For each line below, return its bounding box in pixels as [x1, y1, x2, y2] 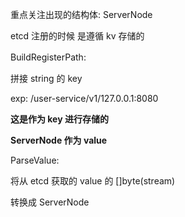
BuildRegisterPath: [10, 51, 87, 63]
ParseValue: [10, 154, 60, 166]
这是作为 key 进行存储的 [10, 113, 109, 125]
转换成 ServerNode [10, 196, 90, 208]
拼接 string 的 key [10, 73, 83, 84]
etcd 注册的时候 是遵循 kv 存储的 [10, 30, 145, 42]
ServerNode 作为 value [10, 134, 108, 146]
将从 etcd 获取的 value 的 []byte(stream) [10, 175, 176, 187]
